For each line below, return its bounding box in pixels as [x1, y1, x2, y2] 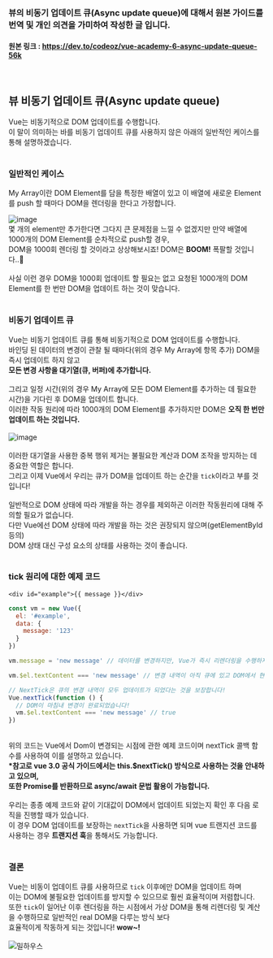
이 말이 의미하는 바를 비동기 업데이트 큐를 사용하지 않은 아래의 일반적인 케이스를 [8, 127, 260, 137]
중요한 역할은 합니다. [8, 461, 74, 470]
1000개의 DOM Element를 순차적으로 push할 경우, [8, 234, 170, 245]
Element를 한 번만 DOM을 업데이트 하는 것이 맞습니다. [8, 284, 180, 293]
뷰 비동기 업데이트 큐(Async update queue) [8, 93, 220, 107]
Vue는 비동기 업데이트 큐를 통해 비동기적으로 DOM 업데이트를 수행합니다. [8, 335, 240, 345]
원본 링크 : [8, 41, 41, 50]
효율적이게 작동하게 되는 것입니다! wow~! [8, 922, 141, 932]
